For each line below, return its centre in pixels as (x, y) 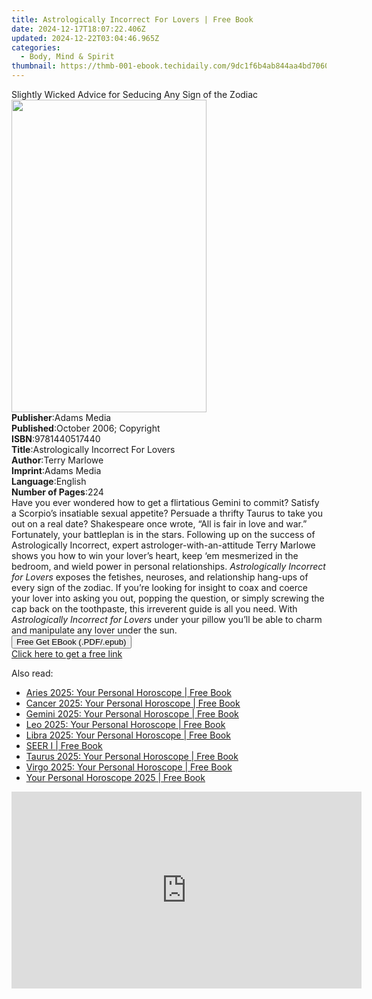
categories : (36, 47)
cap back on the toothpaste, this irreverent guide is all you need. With (154, 609)
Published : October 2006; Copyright (86, 428)
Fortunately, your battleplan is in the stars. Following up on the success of (163, 534)
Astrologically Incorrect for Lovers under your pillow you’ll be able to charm (167, 619)
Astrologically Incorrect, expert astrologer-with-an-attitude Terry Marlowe (163, 545)
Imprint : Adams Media (56, 470)
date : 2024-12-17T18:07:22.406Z (78, 29)
